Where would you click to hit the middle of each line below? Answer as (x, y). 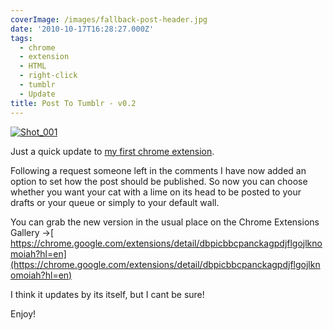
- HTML (33, 66)
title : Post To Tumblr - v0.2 (73, 103)
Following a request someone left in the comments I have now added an (158, 170)
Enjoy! (23, 313)
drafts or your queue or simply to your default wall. (115, 202)
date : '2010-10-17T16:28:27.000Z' (82, 29)
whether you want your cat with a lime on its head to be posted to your (156, 192)
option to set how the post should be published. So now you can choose (159, 181)
